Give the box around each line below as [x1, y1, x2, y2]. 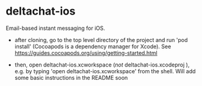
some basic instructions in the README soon [14, 74, 128, 81]
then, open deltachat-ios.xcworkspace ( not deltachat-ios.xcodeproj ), [14, 61, 190, 68]
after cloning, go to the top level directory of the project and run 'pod [14, 36, 188, 43]
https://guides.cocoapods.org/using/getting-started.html [14, 49, 158, 56]
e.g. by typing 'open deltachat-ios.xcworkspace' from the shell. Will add [14, 67, 196, 74]
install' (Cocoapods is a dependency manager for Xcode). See [14, 43, 171, 50]
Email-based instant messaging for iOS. [5, 24, 106, 32]
